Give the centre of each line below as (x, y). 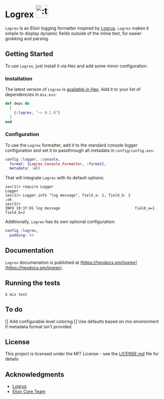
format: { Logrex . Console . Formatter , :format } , (58, 164)
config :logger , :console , (33, 159)
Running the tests (33, 283)
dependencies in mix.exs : (31, 95)
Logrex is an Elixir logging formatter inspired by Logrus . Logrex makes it (77, 28)
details (12, 359)
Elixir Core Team (29, 392)
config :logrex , (22, 231)
